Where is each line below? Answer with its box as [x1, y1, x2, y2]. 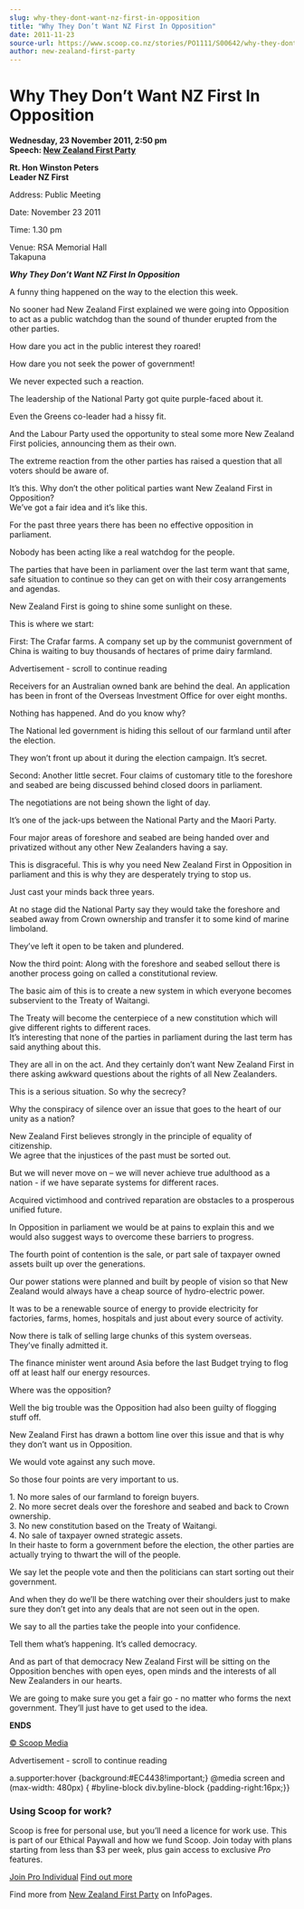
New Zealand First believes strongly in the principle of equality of [9, 1131, 252, 1142]
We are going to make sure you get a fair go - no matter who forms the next [9, 1693, 291, 1704]
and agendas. [9, 584, 61, 594]
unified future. [9, 1204, 62, 1215]
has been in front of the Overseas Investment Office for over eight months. [9, 690, 288, 701]
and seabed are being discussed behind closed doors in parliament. [9, 780, 263, 791]
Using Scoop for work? [9, 1804, 112, 1817]
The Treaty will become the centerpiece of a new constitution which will [9, 1012, 278, 1023]
